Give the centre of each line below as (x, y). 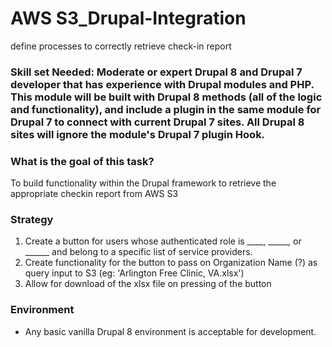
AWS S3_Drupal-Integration (128, 18)
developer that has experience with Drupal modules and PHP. (162, 84)
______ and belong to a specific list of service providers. (138, 252)
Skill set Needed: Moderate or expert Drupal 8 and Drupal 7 (156, 72)
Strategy (32, 220)
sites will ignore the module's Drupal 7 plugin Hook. (138, 134)
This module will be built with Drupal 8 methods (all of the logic (166, 97)
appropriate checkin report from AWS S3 (94, 194)
